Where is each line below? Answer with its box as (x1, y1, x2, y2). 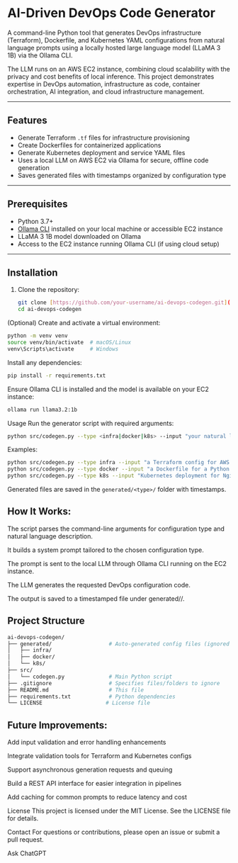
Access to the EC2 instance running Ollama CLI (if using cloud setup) (17, 239, 220, 248)
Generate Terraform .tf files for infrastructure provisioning (17, 133, 190, 142)
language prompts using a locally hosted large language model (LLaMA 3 (7, 43, 221, 52)
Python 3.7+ (17, 217, 54, 225)
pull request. (7, 835, 44, 844)
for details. (7, 814, 39, 823)
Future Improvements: (7, 719, 108, 731)
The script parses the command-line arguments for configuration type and (7, 524, 225, 533)
